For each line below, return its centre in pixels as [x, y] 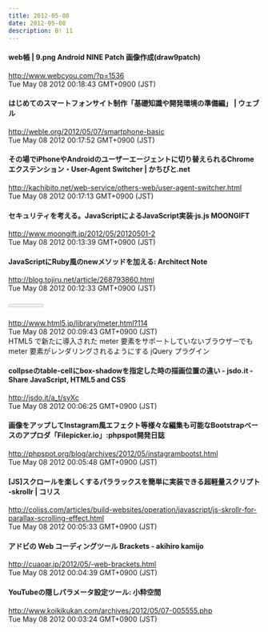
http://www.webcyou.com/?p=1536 [66, 75]
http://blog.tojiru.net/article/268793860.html [81, 280]
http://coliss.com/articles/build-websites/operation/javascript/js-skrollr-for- [133, 510]
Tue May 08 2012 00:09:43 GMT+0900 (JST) [83, 331]
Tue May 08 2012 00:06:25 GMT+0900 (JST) [83, 406]
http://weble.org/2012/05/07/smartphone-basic [87, 131]
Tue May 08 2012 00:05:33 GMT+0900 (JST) [83, 527]
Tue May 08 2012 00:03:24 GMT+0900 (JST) [83, 619]
